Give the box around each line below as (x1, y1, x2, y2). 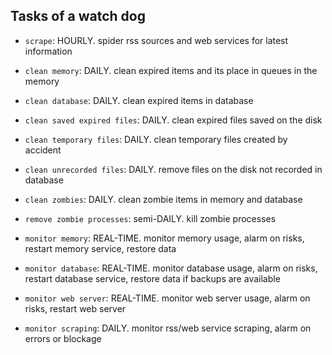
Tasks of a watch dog (10, 8, 146, 25)
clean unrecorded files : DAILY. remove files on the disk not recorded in (24, 163, 323, 175)
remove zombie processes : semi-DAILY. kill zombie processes (24, 212, 277, 224)
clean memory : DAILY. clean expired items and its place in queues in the (24, 64, 318, 76)
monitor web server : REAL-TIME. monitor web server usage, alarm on (24, 292, 311, 304)
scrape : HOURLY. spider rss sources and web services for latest (24, 34, 289, 46)
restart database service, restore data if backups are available (24, 272, 281, 284)
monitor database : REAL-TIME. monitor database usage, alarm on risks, (24, 262, 318, 274)
